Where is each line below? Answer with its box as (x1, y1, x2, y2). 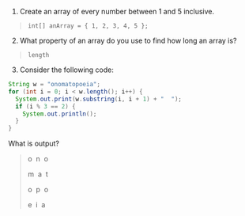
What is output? (8, 138, 60, 149)
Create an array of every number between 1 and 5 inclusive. (19, 7, 215, 16)
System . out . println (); (22, 110, 97, 118)
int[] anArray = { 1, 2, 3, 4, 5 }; (27, 22, 149, 30)
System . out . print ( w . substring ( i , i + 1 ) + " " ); (15, 95, 183, 103)
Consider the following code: (19, 65, 115, 74)
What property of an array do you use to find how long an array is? (19, 36, 237, 45)
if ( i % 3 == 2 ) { (15, 102, 77, 110)
